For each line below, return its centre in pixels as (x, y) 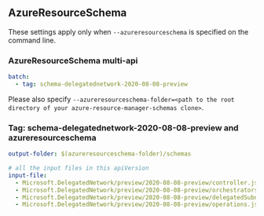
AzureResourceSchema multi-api (73, 60)
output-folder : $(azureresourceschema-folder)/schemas (100, 154)
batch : (19, 77)
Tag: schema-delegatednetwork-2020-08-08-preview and (123, 127)
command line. (32, 40)
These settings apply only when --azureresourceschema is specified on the (128, 31)
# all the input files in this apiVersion (79, 168)
